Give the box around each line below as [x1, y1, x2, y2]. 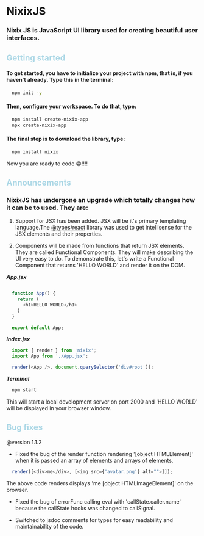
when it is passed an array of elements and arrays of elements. [15, 457, 174, 464]
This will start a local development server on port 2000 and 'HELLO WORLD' [6, 398, 198, 405]
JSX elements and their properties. [15, 230, 103, 237]
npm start [12, 387, 37, 393]
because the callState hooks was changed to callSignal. [15, 504, 155, 512]
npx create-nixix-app [12, 122, 67, 128]
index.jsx [6, 336, 30, 343]
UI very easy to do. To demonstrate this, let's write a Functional [15, 255, 174, 263]
